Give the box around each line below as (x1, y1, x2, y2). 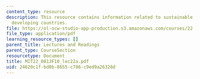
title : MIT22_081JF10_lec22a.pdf (6, 58, 89, 64)
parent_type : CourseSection (6, 48, 76, 53)
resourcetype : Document (6, 53, 65, 59)
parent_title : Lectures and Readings (6, 42, 100, 48)
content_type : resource (6, 8, 65, 15)
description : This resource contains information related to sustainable (6, 14, 193, 20)
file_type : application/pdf (6, 31, 76, 37)
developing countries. (11, 20, 68, 26)
